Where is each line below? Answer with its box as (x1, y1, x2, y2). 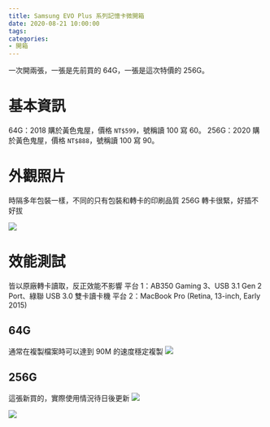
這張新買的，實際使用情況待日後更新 (8, 393, 130, 403)
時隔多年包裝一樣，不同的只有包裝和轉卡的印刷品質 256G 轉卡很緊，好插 (8, 196, 252, 205)
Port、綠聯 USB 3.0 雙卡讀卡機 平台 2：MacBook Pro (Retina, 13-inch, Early (8, 290, 261, 301)
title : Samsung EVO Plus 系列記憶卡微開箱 (8, 11, 145, 20)
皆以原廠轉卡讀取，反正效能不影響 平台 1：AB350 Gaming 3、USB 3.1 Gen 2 (8, 281, 263, 290)
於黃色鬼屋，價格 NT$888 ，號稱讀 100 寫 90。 (8, 136, 159, 146)
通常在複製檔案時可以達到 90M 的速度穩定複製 (8, 346, 164, 356)
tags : (8, 27, 27, 35)
